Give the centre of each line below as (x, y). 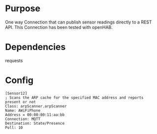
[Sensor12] (16, 93)
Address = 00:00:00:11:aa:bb (35, 115)
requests (14, 60)
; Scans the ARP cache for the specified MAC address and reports (74, 98)
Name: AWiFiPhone (23, 111)
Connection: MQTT (23, 119)
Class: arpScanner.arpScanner (36, 106)
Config (19, 80)
